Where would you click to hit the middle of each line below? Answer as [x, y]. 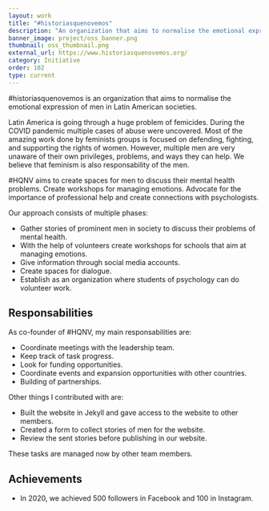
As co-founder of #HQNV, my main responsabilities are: [100, 332]
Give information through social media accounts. [100, 262]
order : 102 [26, 68]
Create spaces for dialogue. [66, 271]
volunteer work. [46, 288]
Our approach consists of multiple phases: [78, 212]
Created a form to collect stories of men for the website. [112, 430]
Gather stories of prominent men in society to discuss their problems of [138, 228]
